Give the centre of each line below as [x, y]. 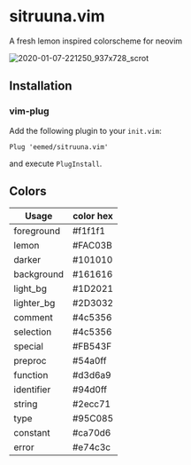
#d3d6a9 [92, 375]
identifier [32, 390]
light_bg [30, 288]
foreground [37, 231]
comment [33, 318]
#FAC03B [92, 246]
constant [32, 433]
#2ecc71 [92, 404]
